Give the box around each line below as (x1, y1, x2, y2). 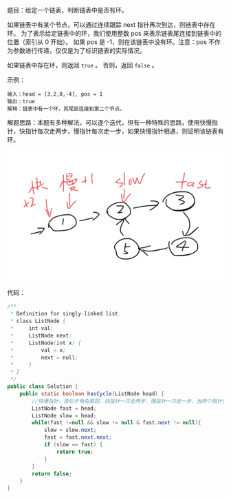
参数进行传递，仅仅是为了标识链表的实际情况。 (12, 47, 146, 54)
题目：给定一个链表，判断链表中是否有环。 (7, 6, 128, 14)
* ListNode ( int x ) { (10, 340, 81, 346)
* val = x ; (10, 346, 67, 353)
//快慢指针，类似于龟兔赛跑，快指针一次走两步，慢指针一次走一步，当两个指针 (32, 397, 222, 404)
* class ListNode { (10, 318, 67, 325)
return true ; (56, 448, 94, 455)
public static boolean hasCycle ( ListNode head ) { (19, 390, 165, 397)
